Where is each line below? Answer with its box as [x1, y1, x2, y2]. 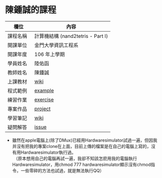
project [34, 105, 51, 112]
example [34, 87, 54, 94]
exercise [34, 96, 54, 103]
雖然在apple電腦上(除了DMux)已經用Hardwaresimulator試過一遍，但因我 [12, 137, 158, 143]
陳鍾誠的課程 [5, 4, 57, 16]
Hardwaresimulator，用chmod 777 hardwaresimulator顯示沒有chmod [12, 161, 151, 167]
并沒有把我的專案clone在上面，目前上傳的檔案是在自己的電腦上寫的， [12, 143, 152, 149]
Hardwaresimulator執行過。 [20, 149, 76, 155]
